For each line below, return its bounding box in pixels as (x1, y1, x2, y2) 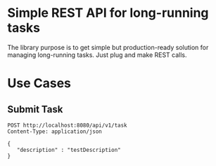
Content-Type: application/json (7, 128, 102, 135)
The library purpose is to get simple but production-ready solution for (7, 43, 209, 51)
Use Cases (7, 75, 72, 91)
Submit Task (7, 103, 63, 115)
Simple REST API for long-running (7, 5, 209, 21)
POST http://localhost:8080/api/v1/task (7, 122, 128, 129)
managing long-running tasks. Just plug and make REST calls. (7, 51, 188, 59)
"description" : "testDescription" (16, 146, 121, 153)
